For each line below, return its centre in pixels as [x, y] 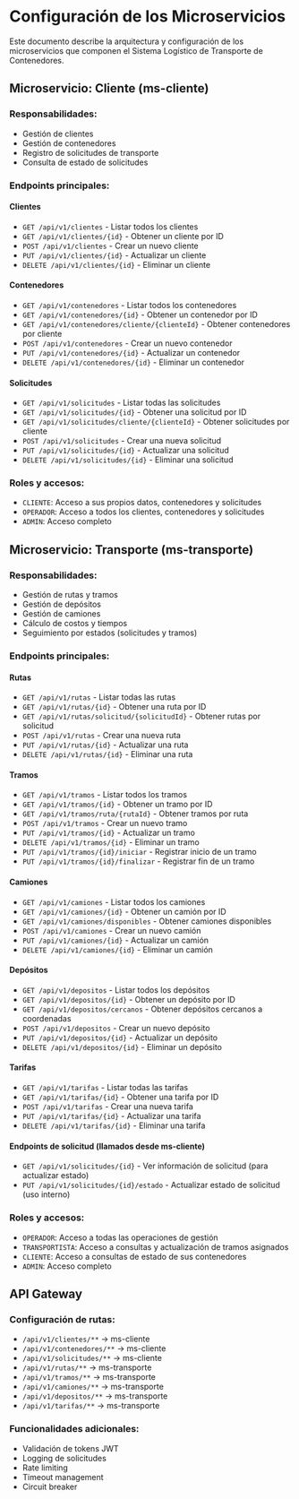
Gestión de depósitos [61, 604]
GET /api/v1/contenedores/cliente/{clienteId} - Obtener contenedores [156, 323]
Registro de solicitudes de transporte [90, 152]
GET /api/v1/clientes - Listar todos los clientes [110, 227]
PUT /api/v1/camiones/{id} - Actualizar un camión [115, 940]
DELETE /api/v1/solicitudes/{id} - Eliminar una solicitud [128, 460]
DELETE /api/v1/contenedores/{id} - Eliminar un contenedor [133, 362]
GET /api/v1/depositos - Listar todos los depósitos [116, 990]
